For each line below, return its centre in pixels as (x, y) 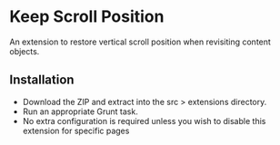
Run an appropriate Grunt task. (80, 111)
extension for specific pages (76, 130)
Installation (42, 80)
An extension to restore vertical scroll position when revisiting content (140, 42)
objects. (25, 51)
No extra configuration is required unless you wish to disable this (144, 121)
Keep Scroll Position (87, 17)
